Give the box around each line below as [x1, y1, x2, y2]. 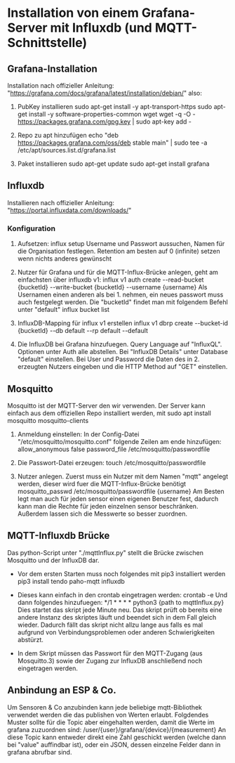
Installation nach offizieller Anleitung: [7, 81, 114, 89]
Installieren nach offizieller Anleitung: [7, 198, 114, 207]
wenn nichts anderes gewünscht [17, 254, 112, 263]
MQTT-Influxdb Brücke [7, 530, 110, 542]
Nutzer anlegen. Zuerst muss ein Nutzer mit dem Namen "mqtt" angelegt [17, 472, 229, 481]
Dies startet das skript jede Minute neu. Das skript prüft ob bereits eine [17, 606, 222, 614]
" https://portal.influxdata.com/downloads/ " [7, 206, 132, 214]
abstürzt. [17, 635, 44, 644]
